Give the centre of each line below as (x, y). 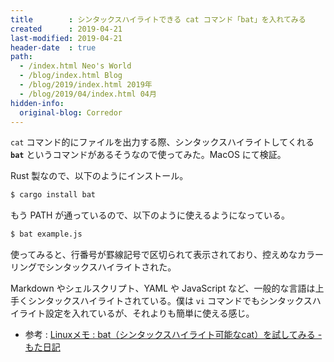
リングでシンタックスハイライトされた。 (93, 267)
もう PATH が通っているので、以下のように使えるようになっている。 (150, 215)
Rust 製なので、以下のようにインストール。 (99, 176)
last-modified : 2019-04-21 (66, 38)
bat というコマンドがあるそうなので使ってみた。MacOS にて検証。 (148, 155)
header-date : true (53, 47)
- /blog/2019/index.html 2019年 (86, 85)
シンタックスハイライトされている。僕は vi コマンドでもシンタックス (170, 301)
